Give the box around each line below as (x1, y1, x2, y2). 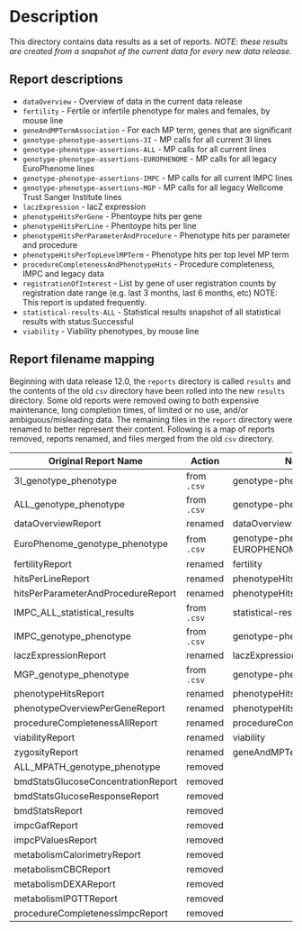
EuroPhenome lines (22, 162, 94, 173)
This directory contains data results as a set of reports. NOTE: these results (9, 36, 289, 47)
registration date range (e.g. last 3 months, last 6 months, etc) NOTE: (22, 287, 279, 298)
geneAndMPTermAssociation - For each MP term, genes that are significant (22, 124, 292, 135)
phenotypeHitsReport (13, 687, 105, 699)
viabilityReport (13, 731, 75, 744)
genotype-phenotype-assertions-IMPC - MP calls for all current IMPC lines (22, 172, 293, 183)
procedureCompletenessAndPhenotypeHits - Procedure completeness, (22, 259, 276, 269)
